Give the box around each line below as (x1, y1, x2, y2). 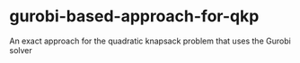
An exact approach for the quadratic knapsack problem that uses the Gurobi (9, 35, 292, 46)
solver (9, 44, 33, 55)
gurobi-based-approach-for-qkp (9, 6, 260, 27)
